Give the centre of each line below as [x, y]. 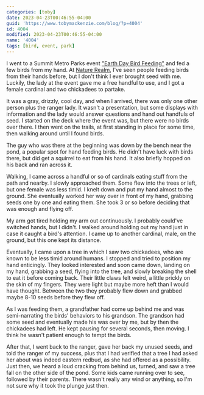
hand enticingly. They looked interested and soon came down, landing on [98, 265]
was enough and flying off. [40, 208]
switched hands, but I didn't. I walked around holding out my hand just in [97, 227]
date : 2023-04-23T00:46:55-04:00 [49, 18]
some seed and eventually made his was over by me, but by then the [93, 322]
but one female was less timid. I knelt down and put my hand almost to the [100, 189]
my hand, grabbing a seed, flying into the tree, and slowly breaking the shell [101, 271]
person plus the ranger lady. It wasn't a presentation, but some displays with [102, 107]
